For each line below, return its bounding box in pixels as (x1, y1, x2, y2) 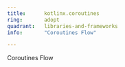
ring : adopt (7, 16, 60, 23)
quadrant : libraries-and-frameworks (7, 23, 118, 29)
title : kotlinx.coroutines (7, 10, 100, 17)
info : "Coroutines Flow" (7, 29, 97, 36)
